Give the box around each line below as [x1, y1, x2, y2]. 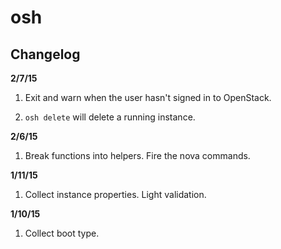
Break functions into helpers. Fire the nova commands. [24, 150, 251, 161]
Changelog [10, 46, 81, 63]
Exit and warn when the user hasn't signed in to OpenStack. [24, 92, 272, 103]
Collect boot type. [24, 227, 100, 239]
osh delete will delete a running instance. [24, 111, 196, 123]
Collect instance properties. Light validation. [24, 189, 207, 200]
